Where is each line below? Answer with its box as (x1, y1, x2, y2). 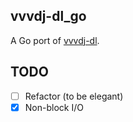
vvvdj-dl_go (10, 8, 87, 25)
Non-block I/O (24, 101, 84, 113)
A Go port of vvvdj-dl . (10, 34, 100, 46)
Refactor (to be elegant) (24, 90, 124, 102)
